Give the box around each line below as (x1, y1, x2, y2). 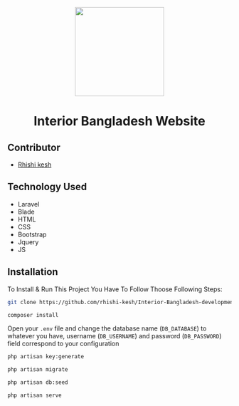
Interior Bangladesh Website (33, 113, 206, 130)
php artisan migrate (7, 366, 69, 373)
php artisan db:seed (7, 379, 69, 386)
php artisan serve (7, 392, 62, 399)
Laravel (17, 199, 40, 208)
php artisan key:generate (7, 353, 84, 360)
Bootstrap (17, 230, 47, 239)
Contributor (7, 141, 60, 153)
